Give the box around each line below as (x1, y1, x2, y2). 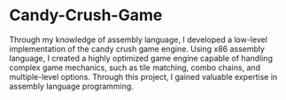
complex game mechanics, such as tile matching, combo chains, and (9, 62, 261, 73)
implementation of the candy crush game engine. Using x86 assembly (9, 43, 266, 54)
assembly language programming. (9, 81, 135, 91)
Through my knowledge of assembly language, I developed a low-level (9, 34, 268, 45)
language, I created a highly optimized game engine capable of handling (9, 53, 273, 63)
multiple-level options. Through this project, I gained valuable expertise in (9, 71, 278, 82)
